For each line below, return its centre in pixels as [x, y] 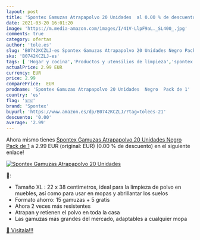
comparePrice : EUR [30, 84]
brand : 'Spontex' [28, 106]
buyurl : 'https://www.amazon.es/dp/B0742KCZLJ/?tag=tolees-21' [86, 112]
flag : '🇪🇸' [21, 100]
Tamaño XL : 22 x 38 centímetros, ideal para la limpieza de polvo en [98, 187]
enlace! [15, 152]
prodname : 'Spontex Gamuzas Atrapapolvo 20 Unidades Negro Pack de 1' [98, 90]
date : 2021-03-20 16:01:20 [40, 23]
